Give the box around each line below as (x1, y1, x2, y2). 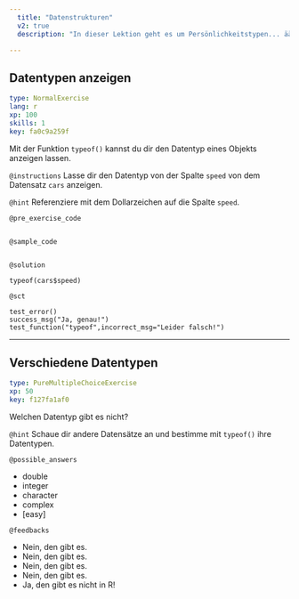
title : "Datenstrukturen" (17, 12, 114, 22)
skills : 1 (9, 118, 46, 127)
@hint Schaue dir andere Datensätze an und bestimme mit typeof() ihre (9, 429, 271, 439)
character (21, 490, 58, 500)
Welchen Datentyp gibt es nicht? (9, 411, 129, 422)
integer (21, 481, 49, 490)
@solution (9, 260, 46, 270)
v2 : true (17, 21, 50, 30)
